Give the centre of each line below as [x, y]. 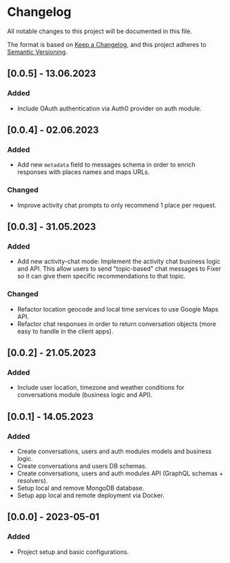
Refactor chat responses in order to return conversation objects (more [117, 324]
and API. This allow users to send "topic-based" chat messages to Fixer [119, 269]
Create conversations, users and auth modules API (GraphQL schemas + [120, 473]
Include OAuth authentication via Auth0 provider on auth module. [109, 108]
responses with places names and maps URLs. [83, 172]
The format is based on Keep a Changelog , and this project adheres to [107, 44]
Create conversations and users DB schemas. [82, 466]
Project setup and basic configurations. [73, 552]
